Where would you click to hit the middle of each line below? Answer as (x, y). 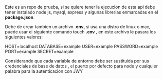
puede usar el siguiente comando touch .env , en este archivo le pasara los (81, 32)
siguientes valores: (24, 37)
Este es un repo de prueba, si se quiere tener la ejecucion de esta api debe (80, 7)
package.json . (20, 17)
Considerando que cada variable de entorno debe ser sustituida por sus (77, 61)
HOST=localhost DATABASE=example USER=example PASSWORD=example (81, 46)
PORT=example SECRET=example (39, 51)
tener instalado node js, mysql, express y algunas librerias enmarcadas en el (81, 12)
